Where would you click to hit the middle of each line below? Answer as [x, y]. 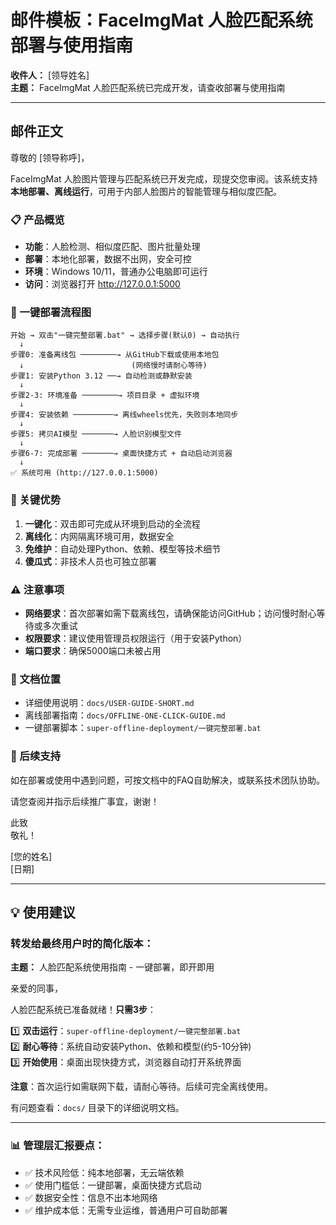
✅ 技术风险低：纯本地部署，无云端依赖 [104, 1172]
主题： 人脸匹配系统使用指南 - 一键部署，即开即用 [112, 967]
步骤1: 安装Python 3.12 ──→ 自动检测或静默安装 [101, 376]
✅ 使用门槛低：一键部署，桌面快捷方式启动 [113, 1185]
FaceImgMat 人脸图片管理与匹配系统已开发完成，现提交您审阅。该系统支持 [164, 178]
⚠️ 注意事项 [37, 589]
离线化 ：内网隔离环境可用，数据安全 [99, 536]
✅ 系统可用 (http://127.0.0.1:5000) [84, 473]
